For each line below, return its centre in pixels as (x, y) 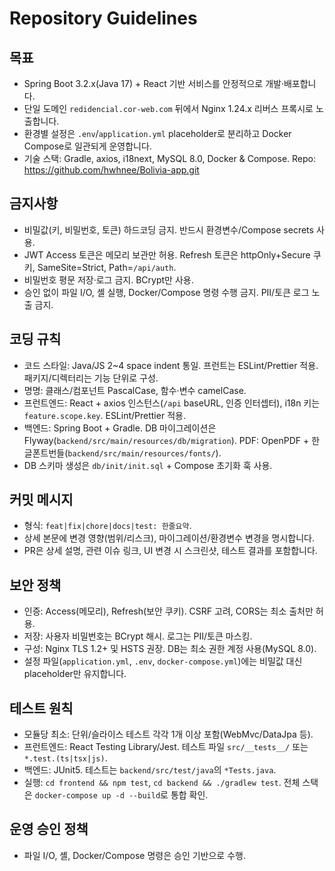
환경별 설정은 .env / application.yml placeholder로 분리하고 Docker (157, 133)
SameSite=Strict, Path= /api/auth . (107, 267)
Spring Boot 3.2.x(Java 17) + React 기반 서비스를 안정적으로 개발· (153, 83)
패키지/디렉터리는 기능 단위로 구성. (91, 378)
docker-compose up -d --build (97, 796)
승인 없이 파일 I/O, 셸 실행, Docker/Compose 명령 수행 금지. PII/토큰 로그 (166, 292)
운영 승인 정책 (49, 829)
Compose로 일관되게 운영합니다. (87, 146)
